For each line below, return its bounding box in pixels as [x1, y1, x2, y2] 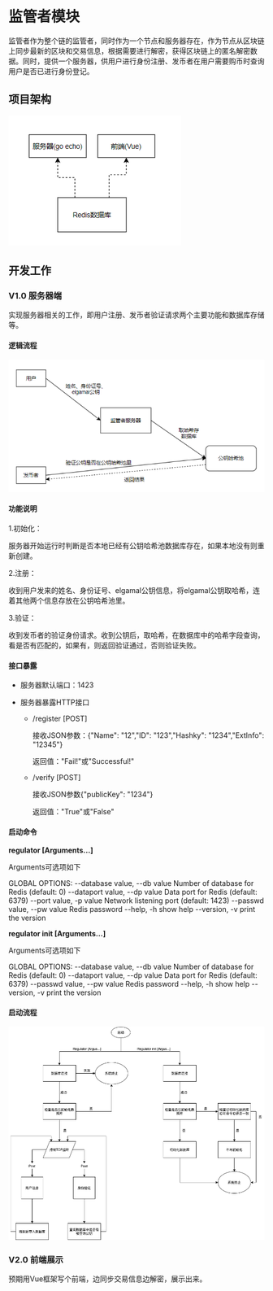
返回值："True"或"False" [32, 807, 115, 817]
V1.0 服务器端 [8, 290, 63, 302]
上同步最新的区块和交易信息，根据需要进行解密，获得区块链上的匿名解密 [8, 46, 250, 55]
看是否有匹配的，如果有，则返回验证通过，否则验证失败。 [8, 640, 201, 650]
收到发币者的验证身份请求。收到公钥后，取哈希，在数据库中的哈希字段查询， [8, 630, 265, 639]
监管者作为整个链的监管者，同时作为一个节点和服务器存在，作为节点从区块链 [8, 36, 265, 46]
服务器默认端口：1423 [19, 680, 94, 690]
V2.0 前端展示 [8, 1254, 63, 1266]
